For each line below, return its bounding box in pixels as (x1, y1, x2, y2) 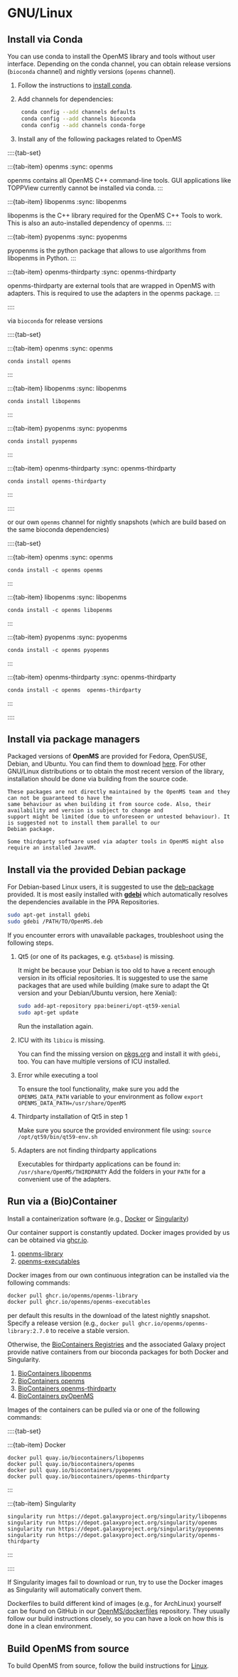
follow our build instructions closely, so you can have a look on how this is (7, 1614, 224, 1623)
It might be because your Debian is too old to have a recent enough (17, 966, 215, 975)
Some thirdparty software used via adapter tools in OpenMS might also (7, 838, 224, 845)
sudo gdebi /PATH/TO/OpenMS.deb (7, 918, 103, 926)
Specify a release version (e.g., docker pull (7, 1319, 136, 1327)
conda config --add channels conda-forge (21, 122, 146, 129)
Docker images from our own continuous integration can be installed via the (7, 1270, 229, 1279)
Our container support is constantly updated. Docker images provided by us (7, 1228, 230, 1236)
